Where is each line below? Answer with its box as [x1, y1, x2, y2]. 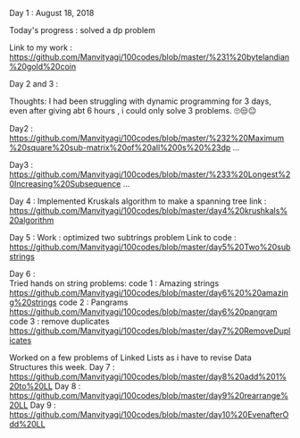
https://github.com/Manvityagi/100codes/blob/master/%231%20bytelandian [9, 52, 290, 62]
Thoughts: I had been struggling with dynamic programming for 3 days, [9, 96, 272, 106]
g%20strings [9, 297, 57, 307]
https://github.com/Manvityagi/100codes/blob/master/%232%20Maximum [9, 133, 285, 143]
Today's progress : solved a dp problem [9, 25, 156, 35]
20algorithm [9, 215, 54, 225]
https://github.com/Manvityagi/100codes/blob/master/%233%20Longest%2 [9, 169, 291, 180]
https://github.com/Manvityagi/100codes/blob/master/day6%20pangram [9, 307, 278, 316]
